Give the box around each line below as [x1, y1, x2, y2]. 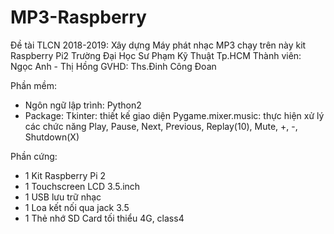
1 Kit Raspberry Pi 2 [24, 169, 107, 181]
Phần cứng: [10, 150, 58, 162]
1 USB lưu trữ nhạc [24, 191, 102, 203]
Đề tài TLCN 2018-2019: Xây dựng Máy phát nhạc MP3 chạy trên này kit [10, 39, 307, 51]
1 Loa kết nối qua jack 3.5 [24, 201, 130, 213]
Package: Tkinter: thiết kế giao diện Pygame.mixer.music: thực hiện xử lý [24, 109, 325, 121]
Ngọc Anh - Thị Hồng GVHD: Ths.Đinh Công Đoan [10, 60, 217, 72]
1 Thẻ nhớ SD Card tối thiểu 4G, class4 [24, 212, 185, 224]
